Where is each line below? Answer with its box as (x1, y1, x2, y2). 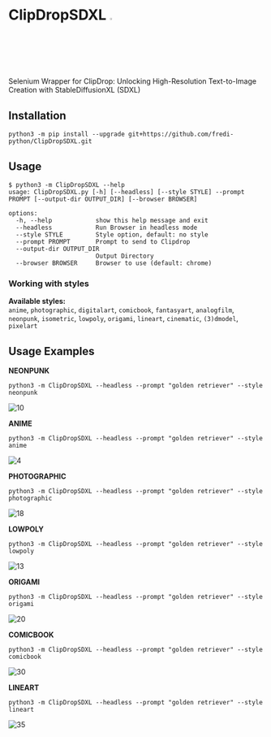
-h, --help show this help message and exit (15, 217, 209, 225)
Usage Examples (8, 344, 95, 358)
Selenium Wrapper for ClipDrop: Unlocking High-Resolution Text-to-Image (8, 76, 257, 86)
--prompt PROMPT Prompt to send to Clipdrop (15, 238, 191, 246)
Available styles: (8, 297, 67, 306)
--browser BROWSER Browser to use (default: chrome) (15, 259, 213, 267)
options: (8, 210, 38, 218)
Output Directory (95, 252, 154, 261)
